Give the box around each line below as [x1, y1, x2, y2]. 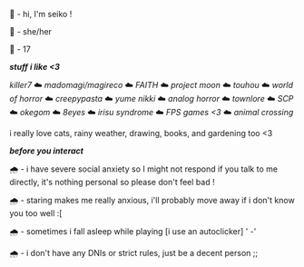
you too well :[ [9, 208, 63, 218]
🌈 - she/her [9, 26, 53, 36]
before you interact [9, 145, 84, 156]
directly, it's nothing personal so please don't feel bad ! [9, 177, 215, 187]
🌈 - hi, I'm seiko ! [9, 9, 73, 19]
